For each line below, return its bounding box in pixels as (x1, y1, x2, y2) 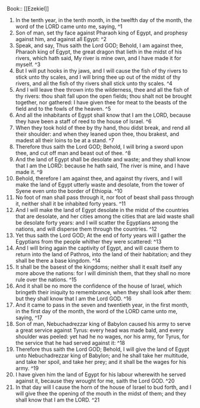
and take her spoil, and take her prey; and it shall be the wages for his (15, 359, 187, 365)
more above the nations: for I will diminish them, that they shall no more (15, 270, 191, 276)
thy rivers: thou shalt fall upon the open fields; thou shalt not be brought (15, 92, 192, 99)
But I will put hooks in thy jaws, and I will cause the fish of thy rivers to (15, 67, 188, 74)
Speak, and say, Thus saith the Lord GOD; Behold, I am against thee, (15, 42, 183, 49)
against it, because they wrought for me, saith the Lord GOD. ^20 (15, 378, 175, 384)
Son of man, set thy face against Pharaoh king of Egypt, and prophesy (15, 29, 188, 36)
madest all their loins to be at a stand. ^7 (15, 137, 115, 144)
